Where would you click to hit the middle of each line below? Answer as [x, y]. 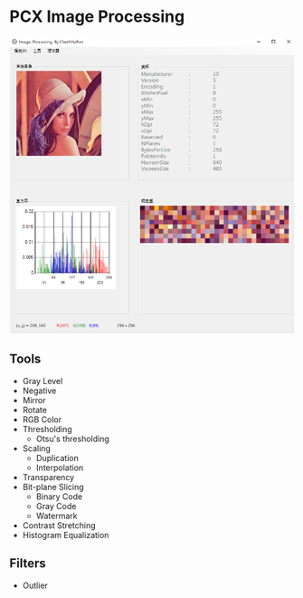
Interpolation [60, 468]
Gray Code [56, 506]
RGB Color [42, 420]
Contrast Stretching [59, 525]
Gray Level [43, 381]
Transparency [48, 477]
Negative [39, 391]
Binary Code [59, 497]
